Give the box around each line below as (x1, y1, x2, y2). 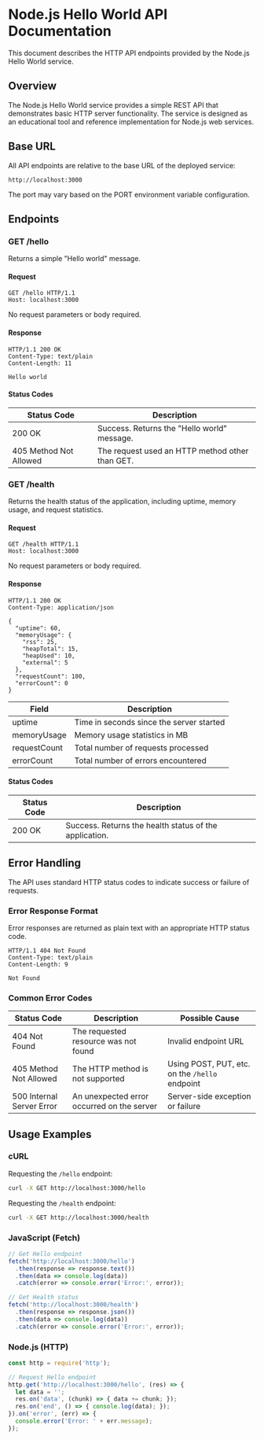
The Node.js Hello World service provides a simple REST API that (8, 100, 218, 109)
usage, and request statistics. (8, 505, 104, 514)
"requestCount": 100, (15, 672, 86, 680)
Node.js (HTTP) (8, 1341, 69, 1352)
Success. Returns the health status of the (65, 819, 218, 830)
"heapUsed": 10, (22, 651, 76, 660)
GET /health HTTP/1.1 (8, 540, 79, 548)
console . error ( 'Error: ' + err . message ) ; (15, 1417, 153, 1425)
